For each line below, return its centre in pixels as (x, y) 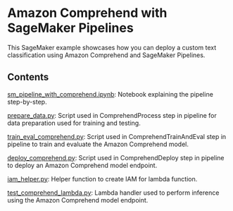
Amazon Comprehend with (87, 13)
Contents (28, 77)
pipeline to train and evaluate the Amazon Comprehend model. (98, 144)
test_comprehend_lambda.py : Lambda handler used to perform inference (113, 193)
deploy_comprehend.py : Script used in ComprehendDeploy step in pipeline (116, 157)
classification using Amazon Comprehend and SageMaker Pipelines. (106, 55)
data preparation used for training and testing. (74, 123)
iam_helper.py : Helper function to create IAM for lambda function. (102, 179)
